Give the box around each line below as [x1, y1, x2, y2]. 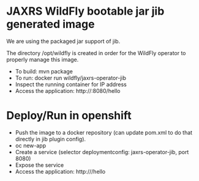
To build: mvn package [15, 67, 73, 75]
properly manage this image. [6, 56, 79, 63]
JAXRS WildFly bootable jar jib [6, 4, 165, 18]
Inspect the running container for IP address [15, 81, 127, 88]
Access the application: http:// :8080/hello [15, 87, 121, 94]
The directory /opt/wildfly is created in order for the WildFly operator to [6, 49, 186, 56]
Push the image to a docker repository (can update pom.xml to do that [15, 128, 193, 136]
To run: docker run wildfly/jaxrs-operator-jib [15, 74, 127, 81]
